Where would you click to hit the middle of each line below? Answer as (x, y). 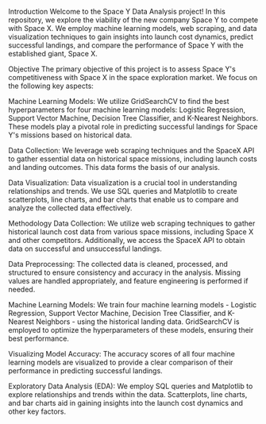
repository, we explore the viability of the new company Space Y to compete (133, 20)
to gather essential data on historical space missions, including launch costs (133, 159)
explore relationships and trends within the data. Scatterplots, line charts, (128, 395)
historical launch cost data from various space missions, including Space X (131, 232)
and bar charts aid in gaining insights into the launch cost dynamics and (126, 403)
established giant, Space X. (53, 54)
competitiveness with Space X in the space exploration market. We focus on (133, 77)
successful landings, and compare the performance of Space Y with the (126, 45)
